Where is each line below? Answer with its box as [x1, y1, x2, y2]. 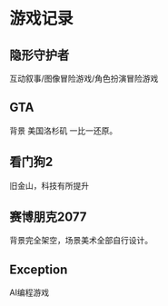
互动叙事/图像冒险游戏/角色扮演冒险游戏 [9, 74, 159, 84]
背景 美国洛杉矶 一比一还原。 [9, 124, 118, 136]
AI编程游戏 [9, 287, 50, 298]
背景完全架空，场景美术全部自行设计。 [9, 235, 153, 246]
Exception [9, 262, 68, 277]
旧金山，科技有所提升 [9, 180, 89, 191]
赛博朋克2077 [9, 210, 87, 225]
